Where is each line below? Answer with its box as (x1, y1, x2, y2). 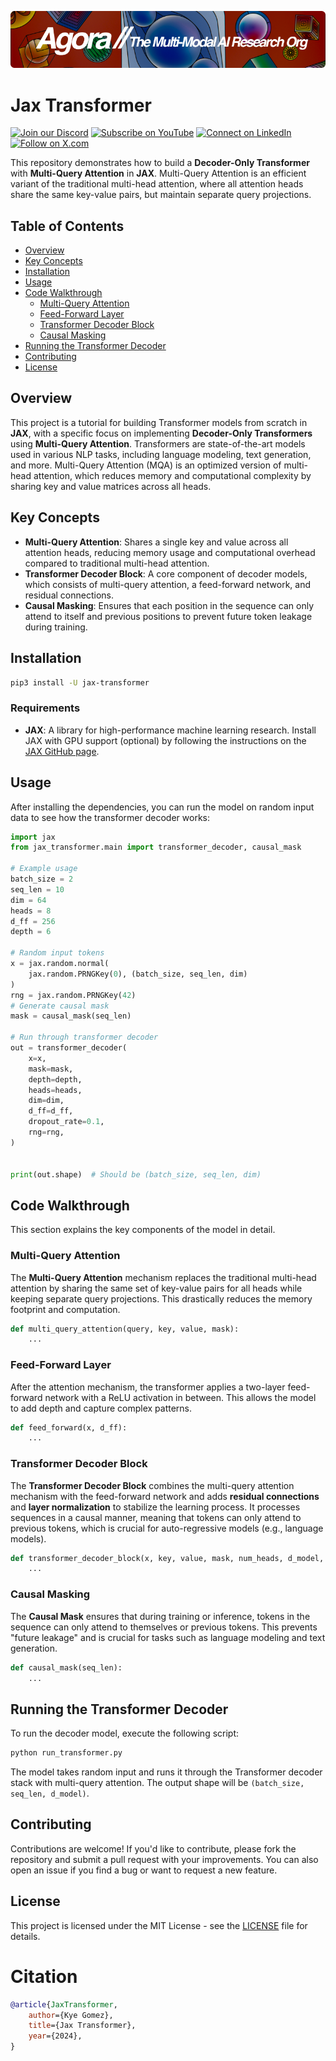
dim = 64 (10, 895, 47, 905)
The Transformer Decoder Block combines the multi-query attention (10, 1479, 295, 1491)
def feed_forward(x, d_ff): (10, 1422, 128, 1433)
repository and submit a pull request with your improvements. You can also (10, 1853, 319, 1865)
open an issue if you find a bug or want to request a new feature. (10, 1864, 278, 1876)
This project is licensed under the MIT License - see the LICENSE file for (10, 1919, 308, 1931)
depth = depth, (28, 1074, 83, 1085)
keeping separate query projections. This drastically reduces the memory (10, 1292, 313, 1305)
